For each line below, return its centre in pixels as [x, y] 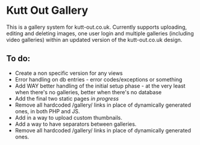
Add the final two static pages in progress [67, 98]
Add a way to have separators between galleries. [76, 124]
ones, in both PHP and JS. [47, 111]
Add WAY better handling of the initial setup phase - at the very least [100, 86]
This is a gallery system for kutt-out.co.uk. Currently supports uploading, [97, 27]
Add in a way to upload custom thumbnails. [68, 117]
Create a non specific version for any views [69, 73]
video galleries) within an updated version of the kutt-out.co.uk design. [94, 40]
